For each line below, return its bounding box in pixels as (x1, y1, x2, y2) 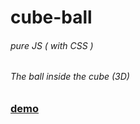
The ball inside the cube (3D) (10, 71, 130, 83)
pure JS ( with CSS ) (10, 39, 94, 51)
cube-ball (10, 6, 93, 29)
